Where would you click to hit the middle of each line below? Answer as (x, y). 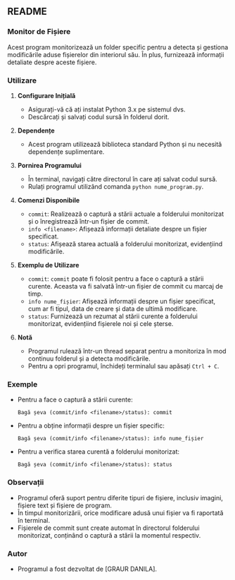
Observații (26, 483)
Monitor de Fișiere (39, 32)
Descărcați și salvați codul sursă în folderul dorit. (99, 116)
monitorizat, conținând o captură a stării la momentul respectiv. (109, 535)
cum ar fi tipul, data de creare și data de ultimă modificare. (113, 308)
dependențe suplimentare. (66, 152)
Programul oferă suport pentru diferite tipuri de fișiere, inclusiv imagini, (120, 497)
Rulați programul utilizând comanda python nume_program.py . (116, 186)
